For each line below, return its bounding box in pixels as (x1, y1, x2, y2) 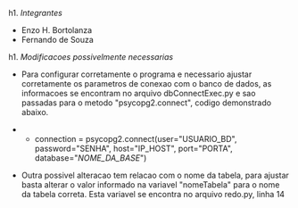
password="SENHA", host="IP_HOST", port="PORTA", (34, 143, 233, 154)
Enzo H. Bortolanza (21, 25, 93, 35)
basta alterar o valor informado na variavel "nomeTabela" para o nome (21, 179, 280, 190)
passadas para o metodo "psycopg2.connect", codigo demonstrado (21, 97, 272, 108)
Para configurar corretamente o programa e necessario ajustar (21, 69, 252, 79)
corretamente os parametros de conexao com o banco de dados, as (21, 79, 272, 88)
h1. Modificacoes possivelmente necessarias (8, 52, 174, 62)
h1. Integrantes (8, 8, 63, 18)
